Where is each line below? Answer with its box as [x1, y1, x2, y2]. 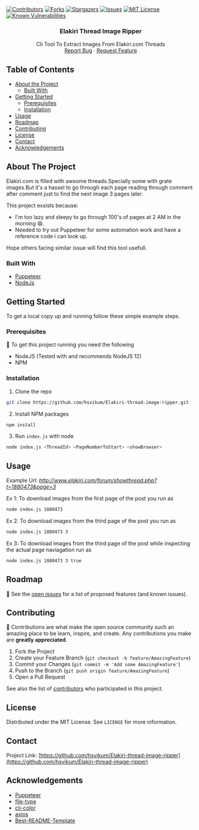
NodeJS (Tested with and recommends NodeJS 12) [14, 353, 142, 360]
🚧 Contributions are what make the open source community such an [6, 624, 174, 631]
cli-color [14, 804, 36, 811]
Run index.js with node [14, 433, 74, 440]
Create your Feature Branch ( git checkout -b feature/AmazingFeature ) [14, 654, 191, 661]
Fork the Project [14, 648, 55, 655]
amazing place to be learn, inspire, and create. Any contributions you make [6, 630, 192, 637]
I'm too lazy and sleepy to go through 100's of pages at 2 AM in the [14, 213, 181, 220]
